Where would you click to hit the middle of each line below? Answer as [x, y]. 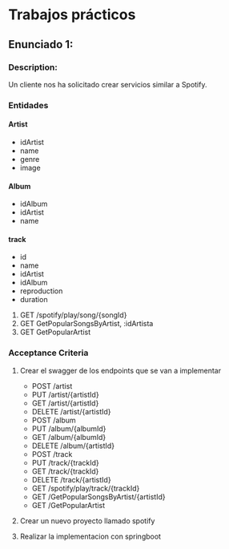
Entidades [28, 105]
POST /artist [52, 386]
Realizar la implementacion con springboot [90, 536]
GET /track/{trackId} [65, 471]
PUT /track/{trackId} [66, 462]
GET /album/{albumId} [69, 437]
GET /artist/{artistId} [65, 403]
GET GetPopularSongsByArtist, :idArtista [86, 324]
